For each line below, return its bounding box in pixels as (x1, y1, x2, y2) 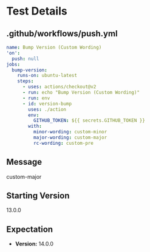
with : (28, 123, 43, 130)
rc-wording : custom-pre (33, 140, 94, 146)
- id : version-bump (22, 101, 72, 107)
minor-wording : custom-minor (33, 129, 107, 135)
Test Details (6, 4, 68, 18)
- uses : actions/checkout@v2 (22, 84, 97, 90)
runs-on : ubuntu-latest (17, 73, 78, 79)
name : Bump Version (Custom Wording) (6, 44, 102, 50)
